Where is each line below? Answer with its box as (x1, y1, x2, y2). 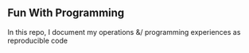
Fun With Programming (7, 6, 125, 20)
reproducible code (7, 36, 68, 45)
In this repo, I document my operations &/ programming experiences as (7, 27, 241, 36)
